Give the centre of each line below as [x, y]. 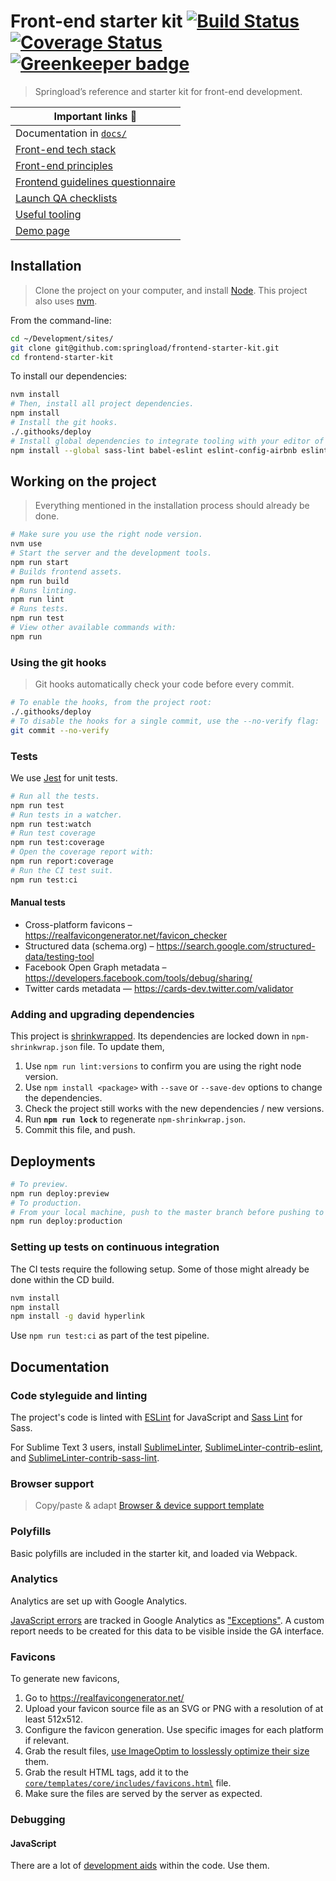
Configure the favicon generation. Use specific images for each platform [174, 1730]
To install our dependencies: [69, 376]
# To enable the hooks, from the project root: [111, 703]
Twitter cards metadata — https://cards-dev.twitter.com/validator [159, 988]
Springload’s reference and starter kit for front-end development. [168, 91]
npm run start [40, 562]
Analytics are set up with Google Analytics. [99, 1601]
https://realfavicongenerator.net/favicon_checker [126, 935]
